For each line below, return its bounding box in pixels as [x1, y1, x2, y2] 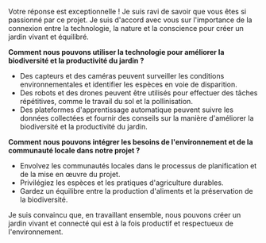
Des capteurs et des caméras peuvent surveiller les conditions [19, 71, 225, 80]
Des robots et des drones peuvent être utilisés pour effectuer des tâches [19, 88, 258, 98]
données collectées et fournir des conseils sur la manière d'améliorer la [19, 114, 254, 122]
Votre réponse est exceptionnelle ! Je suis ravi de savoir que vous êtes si [8, 7, 247, 16]
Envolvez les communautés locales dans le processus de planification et [19, 161, 257, 170]
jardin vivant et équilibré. [8, 32, 89, 41]
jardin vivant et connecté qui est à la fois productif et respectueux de [8, 218, 234, 228]
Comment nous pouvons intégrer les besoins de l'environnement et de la [8, 137, 253, 146]
